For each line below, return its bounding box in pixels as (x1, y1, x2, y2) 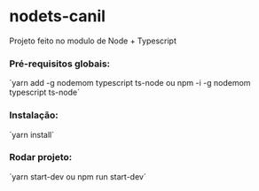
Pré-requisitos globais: (9, 57, 111, 70)
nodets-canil (9, 6, 106, 27)
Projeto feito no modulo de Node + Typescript (9, 35, 177, 46)
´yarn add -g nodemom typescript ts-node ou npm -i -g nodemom (9, 78, 251, 88)
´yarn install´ (9, 129, 55, 140)
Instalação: (9, 109, 59, 121)
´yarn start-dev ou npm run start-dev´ (9, 171, 146, 182)
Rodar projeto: (9, 151, 73, 164)
